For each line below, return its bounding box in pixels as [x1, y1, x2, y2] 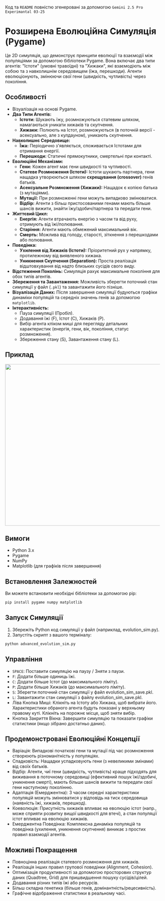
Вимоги [5, 534, 30, 542]
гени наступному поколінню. [12, 784, 73, 790]
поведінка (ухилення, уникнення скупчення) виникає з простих [12, 826, 146, 832]
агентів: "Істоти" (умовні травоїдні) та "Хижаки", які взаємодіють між [5, 63, 151, 68]
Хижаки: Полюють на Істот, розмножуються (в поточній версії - [19, 127, 156, 133]
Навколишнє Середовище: [12, 137, 70, 143]
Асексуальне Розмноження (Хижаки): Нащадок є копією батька [19, 184, 158, 190]
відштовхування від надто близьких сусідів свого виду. [19, 263, 136, 269]
